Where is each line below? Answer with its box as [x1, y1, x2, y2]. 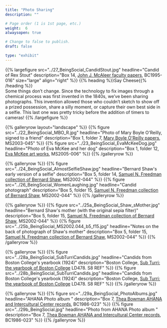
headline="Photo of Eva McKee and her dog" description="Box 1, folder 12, [5, 145, 160, 151]
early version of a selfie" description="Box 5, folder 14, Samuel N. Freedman [5, 171, 162, 177]
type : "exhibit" [5, 53, 39, 58]
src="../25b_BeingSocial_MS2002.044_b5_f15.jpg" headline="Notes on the [5, 223, 159, 229]
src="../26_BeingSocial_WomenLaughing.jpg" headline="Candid [5, 181, 137, 187]
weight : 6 [5, 25, 28, 30]
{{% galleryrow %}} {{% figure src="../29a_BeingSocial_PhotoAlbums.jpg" [5, 290, 158, 296]
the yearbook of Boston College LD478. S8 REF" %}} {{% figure [5, 264, 136, 270]
